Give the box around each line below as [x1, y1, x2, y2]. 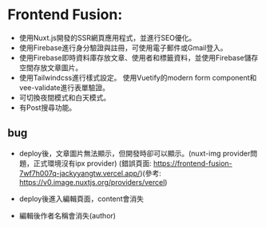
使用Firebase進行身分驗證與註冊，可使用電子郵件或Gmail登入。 [18, 42, 228, 53]
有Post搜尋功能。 [18, 102, 77, 112]
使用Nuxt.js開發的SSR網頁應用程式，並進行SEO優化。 [18, 33, 197, 42]
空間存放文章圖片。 [18, 62, 83, 73]
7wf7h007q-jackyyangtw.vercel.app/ [18, 168, 141, 178]
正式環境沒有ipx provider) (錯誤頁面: [33, 158, 153, 168]
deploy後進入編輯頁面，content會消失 [18, 194, 145, 203]
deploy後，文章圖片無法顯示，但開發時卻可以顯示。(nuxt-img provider [18, 148, 251, 158]
